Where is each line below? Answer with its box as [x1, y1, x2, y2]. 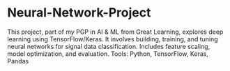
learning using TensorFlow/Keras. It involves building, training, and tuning [7, 34, 218, 43]
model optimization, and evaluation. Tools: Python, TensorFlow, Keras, [7, 50, 209, 58]
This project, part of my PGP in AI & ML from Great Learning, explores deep [7, 28, 224, 36]
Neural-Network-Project [7, 5, 151, 21]
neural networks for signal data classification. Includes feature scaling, [7, 42, 210, 50]
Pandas [7, 57, 29, 65]
